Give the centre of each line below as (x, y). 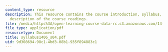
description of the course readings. (49, 19)
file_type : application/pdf (34, 28)
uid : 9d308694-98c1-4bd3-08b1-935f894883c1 (51, 42)
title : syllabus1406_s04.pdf (35, 38)
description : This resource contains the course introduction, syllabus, (84, 14)
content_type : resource (30, 10)
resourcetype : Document (30, 33)
